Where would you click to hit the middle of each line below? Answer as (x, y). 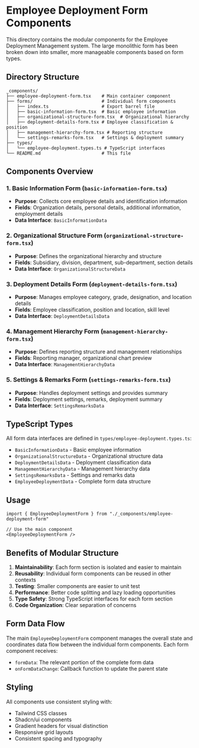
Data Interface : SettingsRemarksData (60, 406)
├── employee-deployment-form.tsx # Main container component (88, 96)
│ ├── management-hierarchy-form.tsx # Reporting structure (84, 132)
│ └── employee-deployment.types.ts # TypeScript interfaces (86, 148)
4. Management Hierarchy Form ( (55, 331)
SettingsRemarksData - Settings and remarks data (75, 475)
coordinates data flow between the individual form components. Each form (97, 644)
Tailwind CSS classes (41, 713)
